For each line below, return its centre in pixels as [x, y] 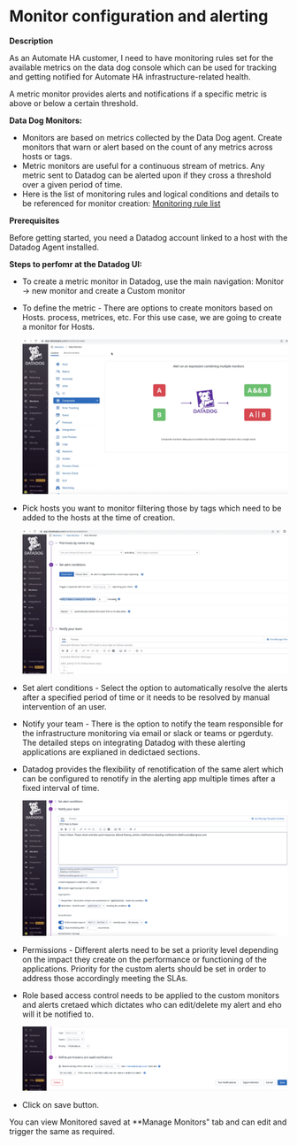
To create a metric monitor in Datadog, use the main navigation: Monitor [153, 281]
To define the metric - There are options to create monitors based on [147, 308]
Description [31, 41]
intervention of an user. [64, 706]
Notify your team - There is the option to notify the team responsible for [152, 724]
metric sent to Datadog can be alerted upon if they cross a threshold [147, 175]
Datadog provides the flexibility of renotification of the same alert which [153, 769]
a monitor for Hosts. [58, 327]
